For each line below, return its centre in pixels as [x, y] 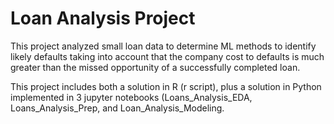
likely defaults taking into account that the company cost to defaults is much [167, 56]
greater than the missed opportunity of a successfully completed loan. [155, 67]
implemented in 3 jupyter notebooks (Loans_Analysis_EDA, [131, 97]
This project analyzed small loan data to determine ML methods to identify [163, 46]
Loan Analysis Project [103, 18]
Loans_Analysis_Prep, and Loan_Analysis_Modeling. [117, 108]
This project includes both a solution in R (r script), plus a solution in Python [166, 86]
